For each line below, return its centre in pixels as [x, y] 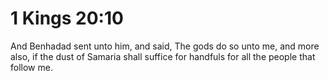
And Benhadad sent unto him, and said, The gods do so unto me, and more [165, 46]
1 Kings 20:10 [67, 18]
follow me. [31, 67]
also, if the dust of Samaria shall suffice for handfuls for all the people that [163, 56]
